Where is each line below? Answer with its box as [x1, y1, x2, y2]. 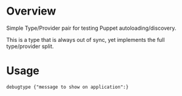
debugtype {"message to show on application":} [6, 84, 129, 90]
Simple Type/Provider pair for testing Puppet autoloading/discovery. [6, 24, 177, 32]
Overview [6, 4, 56, 18]
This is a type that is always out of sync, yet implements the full [6, 36, 165, 43]
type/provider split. [6, 43, 54, 50]
